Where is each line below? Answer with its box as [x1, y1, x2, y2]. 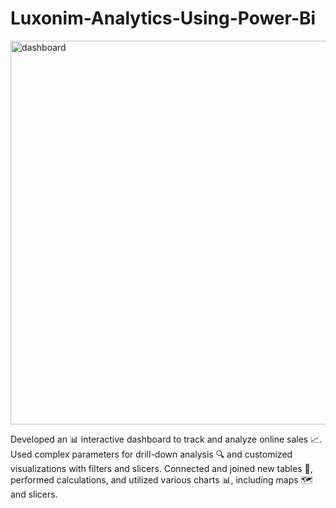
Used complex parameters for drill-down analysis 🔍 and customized [10, 448, 293, 460]
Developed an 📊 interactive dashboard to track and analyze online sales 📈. [10, 433, 323, 445]
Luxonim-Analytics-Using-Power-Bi [10, 7, 317, 30]
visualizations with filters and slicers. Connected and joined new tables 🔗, [10, 462, 313, 474]
